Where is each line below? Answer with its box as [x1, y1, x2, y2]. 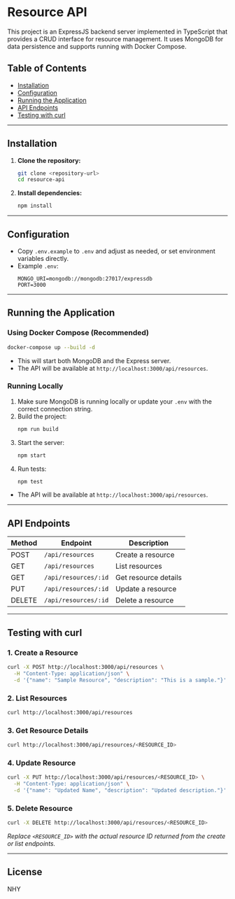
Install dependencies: [17, 189, 83, 197]
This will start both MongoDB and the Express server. [17, 356, 171, 364]
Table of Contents [7, 62, 87, 74]
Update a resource [115, 584, 177, 594]
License [7, 866, 43, 878]
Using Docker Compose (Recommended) [7, 328, 149, 338]
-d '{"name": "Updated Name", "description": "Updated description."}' [13, 787, 227, 794]
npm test [17, 478, 43, 485]
